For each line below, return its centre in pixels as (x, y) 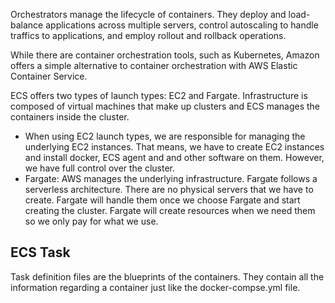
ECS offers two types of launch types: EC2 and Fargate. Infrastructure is (159, 95)
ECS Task (40, 252)
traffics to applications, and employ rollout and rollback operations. (148, 35)
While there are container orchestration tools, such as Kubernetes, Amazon (165, 55)
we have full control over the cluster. (100, 168)
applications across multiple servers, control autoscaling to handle (182, 25)
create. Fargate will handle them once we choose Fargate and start (162, 200)
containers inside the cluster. (70, 117)
